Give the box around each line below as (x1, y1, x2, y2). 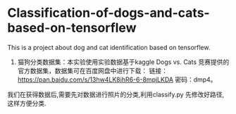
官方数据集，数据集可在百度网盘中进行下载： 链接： (17, 66, 168, 75)
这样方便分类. (7, 99, 47, 107)
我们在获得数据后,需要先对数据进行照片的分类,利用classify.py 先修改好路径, (7, 90, 225, 99)
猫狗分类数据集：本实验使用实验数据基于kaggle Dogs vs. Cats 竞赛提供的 (17, 58, 230, 66)
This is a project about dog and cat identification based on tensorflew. (7, 43, 211, 51)
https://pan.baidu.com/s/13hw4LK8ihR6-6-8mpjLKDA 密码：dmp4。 (17, 75, 217, 84)
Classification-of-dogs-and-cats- (7, 5, 210, 21)
